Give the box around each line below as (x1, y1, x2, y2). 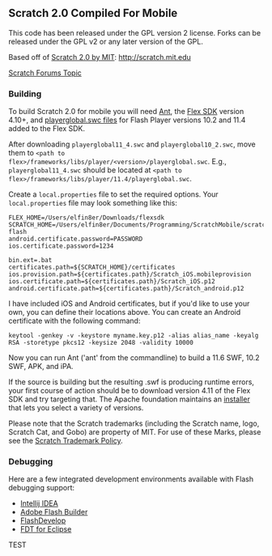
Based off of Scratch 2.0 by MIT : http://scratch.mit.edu (8, 52, 192, 62)
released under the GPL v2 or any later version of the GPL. (8, 36, 204, 46)
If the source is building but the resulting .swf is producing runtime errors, (8, 377, 255, 387)
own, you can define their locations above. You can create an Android (8, 308, 241, 317)
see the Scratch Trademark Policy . (8, 436, 123, 446)
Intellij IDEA (19, 499, 58, 508)
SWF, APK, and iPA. (8, 362, 74, 371)
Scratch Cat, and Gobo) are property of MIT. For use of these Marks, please (8, 427, 261, 437)
